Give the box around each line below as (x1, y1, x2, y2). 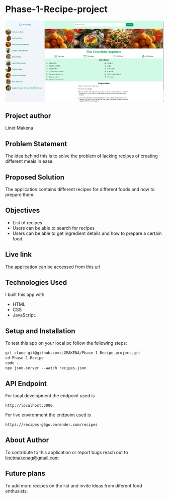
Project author (5, 111, 51, 120)
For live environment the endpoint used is (5, 412, 92, 418)
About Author (5, 436, 49, 445)
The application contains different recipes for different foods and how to (5, 186, 155, 193)
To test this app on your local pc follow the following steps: (5, 340, 127, 346)
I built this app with (5, 291, 45, 298)
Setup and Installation (5, 327, 75, 335)
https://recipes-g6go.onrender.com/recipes (5, 422, 98, 427)
